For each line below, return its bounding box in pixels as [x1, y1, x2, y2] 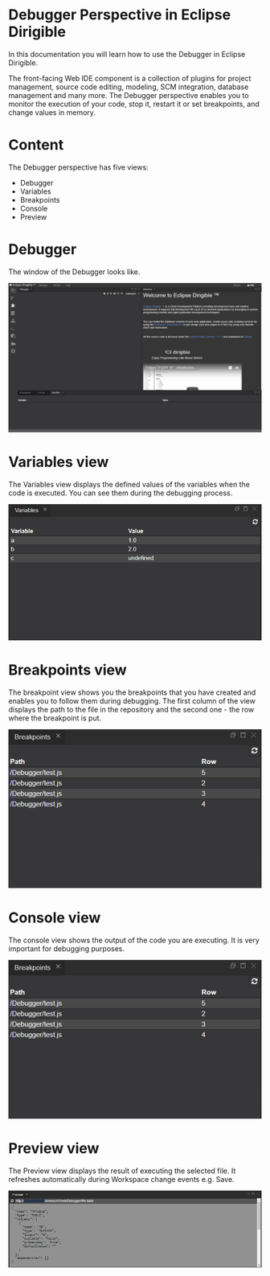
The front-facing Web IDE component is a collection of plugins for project [8, 73, 252, 83]
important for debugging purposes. [8, 944, 125, 954]
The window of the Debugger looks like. [8, 267, 141, 277]
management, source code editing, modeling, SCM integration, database [8, 82, 249, 92]
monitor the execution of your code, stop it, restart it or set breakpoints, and [8, 99, 260, 109]
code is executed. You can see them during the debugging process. [8, 488, 233, 498]
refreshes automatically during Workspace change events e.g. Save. [8, 1175, 235, 1184]
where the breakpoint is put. [8, 713, 102, 723]
